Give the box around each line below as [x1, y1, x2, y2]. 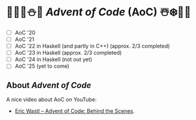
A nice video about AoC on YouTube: [6, 96, 97, 103]
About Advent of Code [6, 80, 91, 90]
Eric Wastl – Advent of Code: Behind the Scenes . [14, 108, 135, 115]
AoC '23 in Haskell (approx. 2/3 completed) [14, 49, 122, 56]
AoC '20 [14, 29, 36, 36]
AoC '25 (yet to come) [14, 62, 70, 70]
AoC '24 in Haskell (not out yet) [14, 56, 93, 63]
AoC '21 [14, 36, 35, 43]
